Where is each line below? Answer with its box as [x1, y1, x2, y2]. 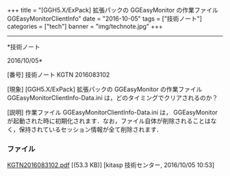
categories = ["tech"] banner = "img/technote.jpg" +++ [7, 23, 163, 30]
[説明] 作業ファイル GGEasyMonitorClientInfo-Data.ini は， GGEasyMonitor [7, 108, 218, 116]
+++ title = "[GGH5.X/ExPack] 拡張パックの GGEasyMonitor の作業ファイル [7, 6, 219, 14]
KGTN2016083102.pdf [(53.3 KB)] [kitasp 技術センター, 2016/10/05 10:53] [7, 161, 215, 169]
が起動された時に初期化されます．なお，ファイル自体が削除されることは [7, 117, 211, 125]
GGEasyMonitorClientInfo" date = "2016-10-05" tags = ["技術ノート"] [7, 14, 203, 23]
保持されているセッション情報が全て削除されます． [18, 125, 163, 134]
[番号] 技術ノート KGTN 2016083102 [7, 71, 110, 79]
